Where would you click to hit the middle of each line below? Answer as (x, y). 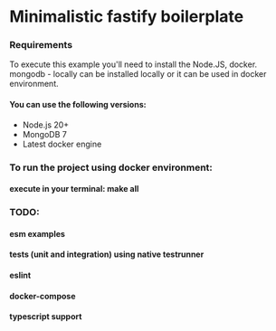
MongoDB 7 (45, 134)
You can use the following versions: (78, 105)
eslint (20, 275)
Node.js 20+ (46, 125)
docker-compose (43, 296)
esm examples (38, 233)
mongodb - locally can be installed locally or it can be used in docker (138, 74)
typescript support (46, 317)
